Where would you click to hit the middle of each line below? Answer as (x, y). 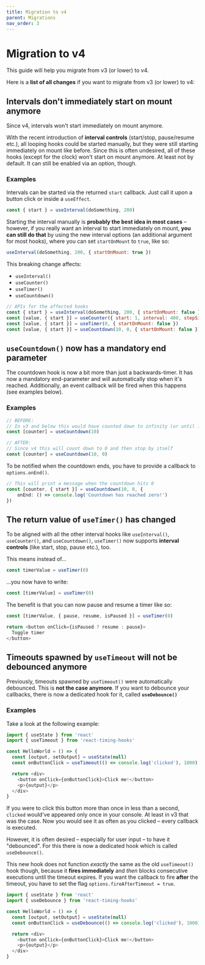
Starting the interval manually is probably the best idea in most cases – (97, 222)
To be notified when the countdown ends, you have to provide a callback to (101, 466)
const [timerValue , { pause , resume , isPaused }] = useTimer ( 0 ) (90, 616)
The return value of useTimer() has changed (91, 519)
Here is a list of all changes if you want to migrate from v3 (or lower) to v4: (101, 82)
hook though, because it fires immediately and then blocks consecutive (97, 871)
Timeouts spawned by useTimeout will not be (92, 657)
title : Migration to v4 (37, 12)
